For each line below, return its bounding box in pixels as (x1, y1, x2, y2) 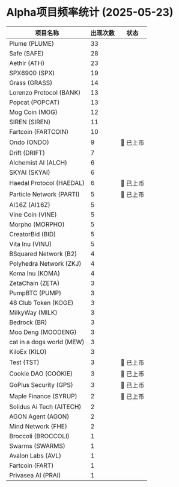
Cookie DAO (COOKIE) (9, 369, 73, 377)
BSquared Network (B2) (9, 250, 77, 258)
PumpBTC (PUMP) (9, 289, 62, 297)
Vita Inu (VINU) (9, 239, 52, 248)
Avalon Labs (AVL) (9, 451, 62, 460)
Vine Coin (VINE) (9, 210, 57, 219)
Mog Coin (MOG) (9, 108, 58, 116)
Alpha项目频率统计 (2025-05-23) (6, 5, 174, 19)
